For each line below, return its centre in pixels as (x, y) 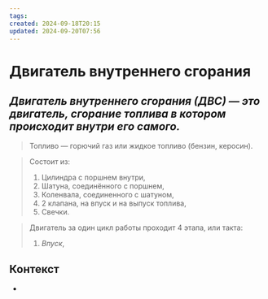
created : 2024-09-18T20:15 (55, 24)
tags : (18, 16)
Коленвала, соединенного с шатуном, (108, 195)
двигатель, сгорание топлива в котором (118, 113)
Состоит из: (50, 162)
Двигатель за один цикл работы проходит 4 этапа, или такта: (136, 227)
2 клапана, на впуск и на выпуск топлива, (114, 203)
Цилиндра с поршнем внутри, (93, 178)
